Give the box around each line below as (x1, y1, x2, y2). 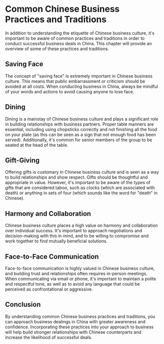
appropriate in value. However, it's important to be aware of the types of (5, 180, 151, 185)
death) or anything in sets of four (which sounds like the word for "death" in (5, 190, 158, 196)
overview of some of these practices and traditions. (5, 46, 109, 52)
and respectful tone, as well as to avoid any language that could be (5, 281, 141, 287)
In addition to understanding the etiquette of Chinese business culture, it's (5, 30, 155, 36)
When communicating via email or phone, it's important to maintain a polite (5, 276, 157, 282)
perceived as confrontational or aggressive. (5, 286, 93, 292)
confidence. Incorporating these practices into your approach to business (5, 324, 154, 330)
